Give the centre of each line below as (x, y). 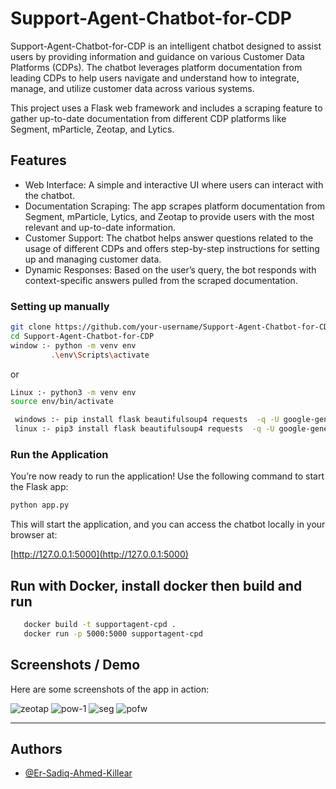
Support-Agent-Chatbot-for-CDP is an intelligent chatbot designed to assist (166, 46)
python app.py (40, 505)
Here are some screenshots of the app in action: (110, 689)
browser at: (34, 535)
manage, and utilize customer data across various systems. (132, 88)
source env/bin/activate (62, 402)
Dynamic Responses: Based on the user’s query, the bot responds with (170, 269)
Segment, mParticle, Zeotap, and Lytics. (92, 129)
